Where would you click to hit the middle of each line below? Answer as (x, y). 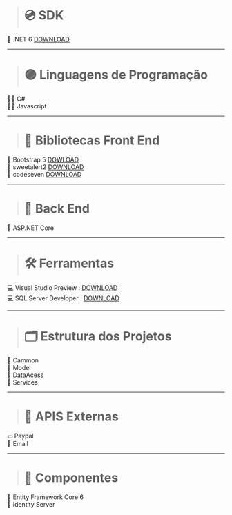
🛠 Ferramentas (69, 263)
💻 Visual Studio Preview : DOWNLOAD (62, 288)
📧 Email (18, 443)
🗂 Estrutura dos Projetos (98, 336)
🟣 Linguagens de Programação (116, 75)
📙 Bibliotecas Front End (92, 140)
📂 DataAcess (26, 375)
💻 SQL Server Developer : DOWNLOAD (63, 298)
